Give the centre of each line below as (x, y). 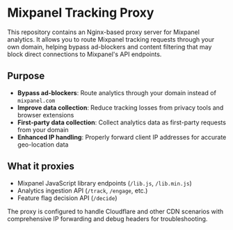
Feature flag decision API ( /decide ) (67, 198)
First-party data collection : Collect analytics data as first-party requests (121, 122)
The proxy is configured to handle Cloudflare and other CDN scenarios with (115, 211)
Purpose (26, 76)
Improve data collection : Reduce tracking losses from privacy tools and (120, 107)
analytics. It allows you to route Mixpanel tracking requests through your (111, 39)
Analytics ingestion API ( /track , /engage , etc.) (82, 190)
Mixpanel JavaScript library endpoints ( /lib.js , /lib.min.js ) (105, 183)
